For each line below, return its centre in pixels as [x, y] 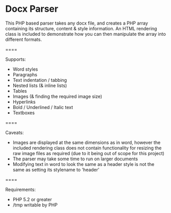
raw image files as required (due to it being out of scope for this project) [89, 153]
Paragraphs [25, 74]
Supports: [16, 59]
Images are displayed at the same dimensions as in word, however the [87, 142]
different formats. [24, 39]
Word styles [25, 69]
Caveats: [15, 132]
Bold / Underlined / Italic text [43, 107]
